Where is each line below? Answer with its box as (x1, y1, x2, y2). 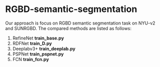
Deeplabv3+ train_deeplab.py (12, 45, 75, 51)
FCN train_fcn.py (12, 56, 49, 62)
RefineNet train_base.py (12, 35, 64, 41)
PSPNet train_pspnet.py (12, 51, 64, 57)
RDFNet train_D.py (12, 40, 52, 46)
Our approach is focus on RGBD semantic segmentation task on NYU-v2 (5, 20, 155, 26)
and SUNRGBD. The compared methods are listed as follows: (5, 25, 132, 31)
